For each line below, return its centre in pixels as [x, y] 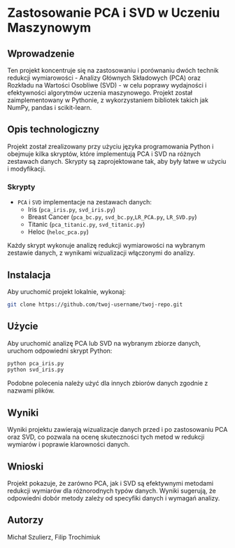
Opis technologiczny [54, 130]
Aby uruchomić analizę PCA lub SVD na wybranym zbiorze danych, [104, 343]
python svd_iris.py [36, 370]
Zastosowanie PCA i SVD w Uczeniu [114, 13]
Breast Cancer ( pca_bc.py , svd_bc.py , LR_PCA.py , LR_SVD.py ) [112, 217]
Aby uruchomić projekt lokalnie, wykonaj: [66, 291]
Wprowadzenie [41, 54]
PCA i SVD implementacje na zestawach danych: [85, 202]
